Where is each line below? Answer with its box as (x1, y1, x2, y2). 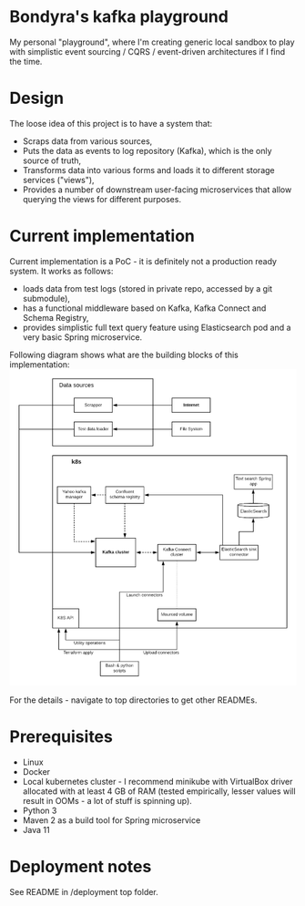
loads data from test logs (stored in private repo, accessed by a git (22, 283, 273, 293)
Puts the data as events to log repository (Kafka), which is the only (22, 145, 272, 156)
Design (9, 88, 65, 108)
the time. (9, 56, 43, 67)
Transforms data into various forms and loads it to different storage (22, 164, 275, 175)
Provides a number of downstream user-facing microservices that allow (22, 184, 292, 195)
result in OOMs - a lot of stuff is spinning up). (22, 795, 193, 806)
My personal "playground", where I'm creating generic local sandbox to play (9, 36, 295, 47)
